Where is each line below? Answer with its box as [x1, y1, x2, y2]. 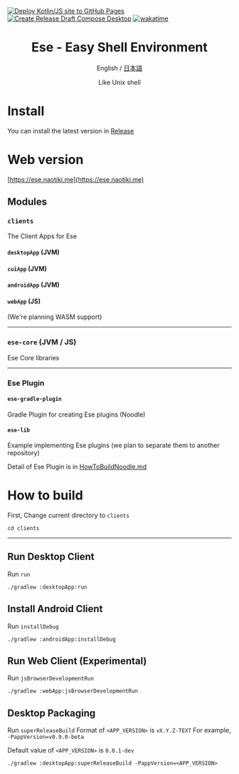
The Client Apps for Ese [7, 232, 77, 240]
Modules [7, 196, 48, 208]
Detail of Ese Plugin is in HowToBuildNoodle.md [7, 462, 147, 471]
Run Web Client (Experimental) [7, 655, 147, 667]
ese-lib [7, 427, 31, 434]
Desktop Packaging [7, 707, 96, 719]
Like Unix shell [98, 78, 141, 86]
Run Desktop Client [7, 551, 95, 563]
